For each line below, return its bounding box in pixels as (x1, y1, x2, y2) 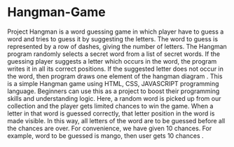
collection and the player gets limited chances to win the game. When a (7, 101, 214, 110)
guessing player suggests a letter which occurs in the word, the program (7, 57, 217, 65)
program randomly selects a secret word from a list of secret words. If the (7, 50, 221, 58)
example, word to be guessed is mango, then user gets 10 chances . (7, 131, 205, 140)
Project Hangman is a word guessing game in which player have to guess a (7, 27, 224, 36)
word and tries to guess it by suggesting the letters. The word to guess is (7, 34, 219, 43)
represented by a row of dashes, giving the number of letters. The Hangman (7, 42, 228, 50)
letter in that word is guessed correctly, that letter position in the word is (7, 109, 215, 118)
